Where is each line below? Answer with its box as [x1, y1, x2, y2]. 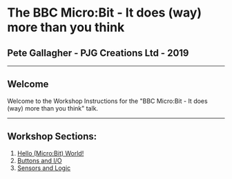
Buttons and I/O [17, 156, 62, 164]
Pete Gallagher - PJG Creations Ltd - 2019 [7, 47, 189, 59]
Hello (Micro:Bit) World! [17, 149, 84, 157]
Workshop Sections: [7, 131, 97, 142]
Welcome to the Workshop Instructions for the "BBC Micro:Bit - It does [7, 97, 209, 105]
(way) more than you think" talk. [7, 104, 99, 112]
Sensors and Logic [17, 164, 71, 172]
